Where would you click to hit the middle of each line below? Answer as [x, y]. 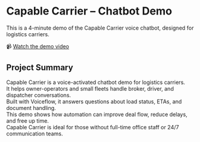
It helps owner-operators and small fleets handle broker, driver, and [90, 88]
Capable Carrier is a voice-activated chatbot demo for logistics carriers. [96, 82]
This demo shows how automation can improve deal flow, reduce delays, [97, 114]
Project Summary [40, 68]
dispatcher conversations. [39, 95]
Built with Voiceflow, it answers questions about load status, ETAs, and [94, 102]
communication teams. [35, 134]
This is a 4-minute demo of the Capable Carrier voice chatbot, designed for [100, 28]
